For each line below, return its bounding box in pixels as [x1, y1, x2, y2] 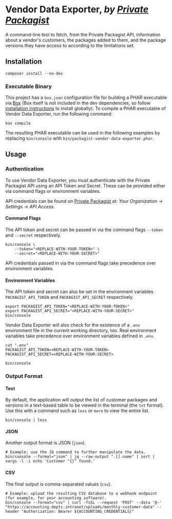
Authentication [5, 165, 44, 172]
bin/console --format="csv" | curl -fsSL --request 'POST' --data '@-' [5, 499, 162, 505]
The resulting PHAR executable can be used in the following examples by [5, 130, 160, 136]
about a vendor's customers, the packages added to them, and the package [5, 37, 166, 43]
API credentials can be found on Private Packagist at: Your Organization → [5, 198, 163, 204]
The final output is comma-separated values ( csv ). [5, 481, 112, 487]
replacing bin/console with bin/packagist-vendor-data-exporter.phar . [5, 135, 154, 142]
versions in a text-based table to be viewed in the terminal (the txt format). [5, 402, 164, 409]
